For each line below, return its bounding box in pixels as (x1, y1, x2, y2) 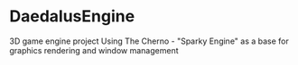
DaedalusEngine (9, 6, 135, 27)
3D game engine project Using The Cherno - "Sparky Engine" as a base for (9, 36, 289, 46)
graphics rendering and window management (9, 45, 179, 55)
